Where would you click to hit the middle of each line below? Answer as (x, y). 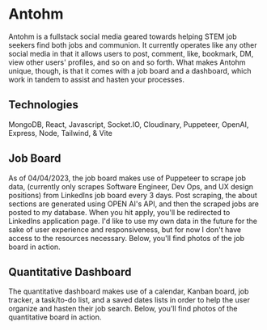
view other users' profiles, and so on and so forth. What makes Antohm (127, 62)
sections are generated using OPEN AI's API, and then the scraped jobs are (133, 204)
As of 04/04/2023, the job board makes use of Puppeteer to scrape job (127, 178)
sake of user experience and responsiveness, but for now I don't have (125, 229)
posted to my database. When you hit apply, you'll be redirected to (119, 212)
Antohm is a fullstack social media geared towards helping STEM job (123, 36)
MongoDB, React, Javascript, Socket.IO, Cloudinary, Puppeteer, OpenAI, (129, 124)
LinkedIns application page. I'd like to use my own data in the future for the (133, 221)
